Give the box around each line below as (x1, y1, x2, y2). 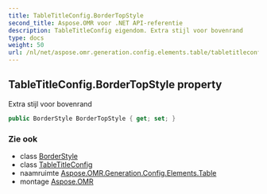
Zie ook (8, 133, 38, 144)
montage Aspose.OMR (19, 177, 94, 186)
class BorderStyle (19, 151, 78, 161)
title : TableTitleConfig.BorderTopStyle (8, 11, 145, 20)
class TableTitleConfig (19, 160, 93, 169)
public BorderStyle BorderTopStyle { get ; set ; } (8, 114, 176, 122)
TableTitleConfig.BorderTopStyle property (8, 78, 222, 91)
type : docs (8, 33, 44, 42)
